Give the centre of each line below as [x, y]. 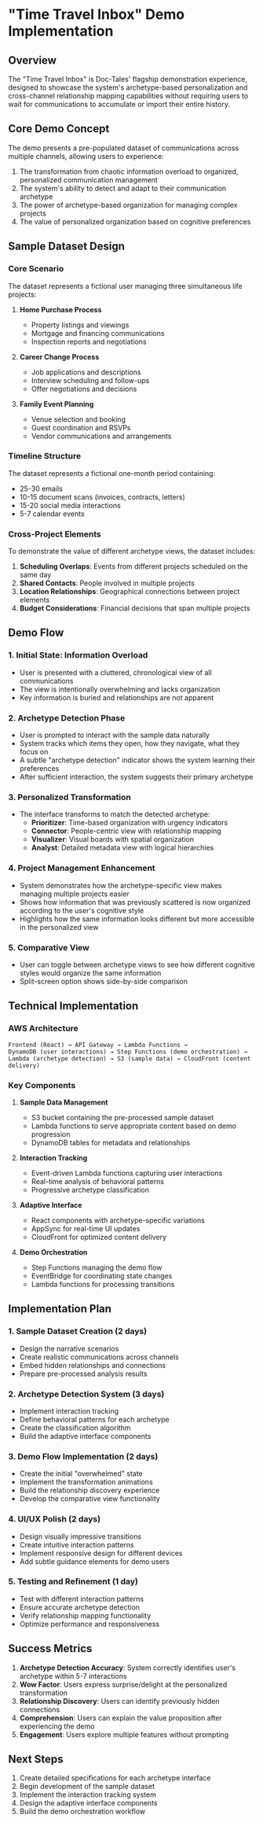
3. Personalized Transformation [69, 797]
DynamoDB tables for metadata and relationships [111, 1142]
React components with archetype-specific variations [118, 1220]
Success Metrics [50, 1649]
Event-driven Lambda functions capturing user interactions [127, 1173]
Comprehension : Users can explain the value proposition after [121, 1717]
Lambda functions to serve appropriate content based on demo [134, 1126]
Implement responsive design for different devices [101, 1553]
